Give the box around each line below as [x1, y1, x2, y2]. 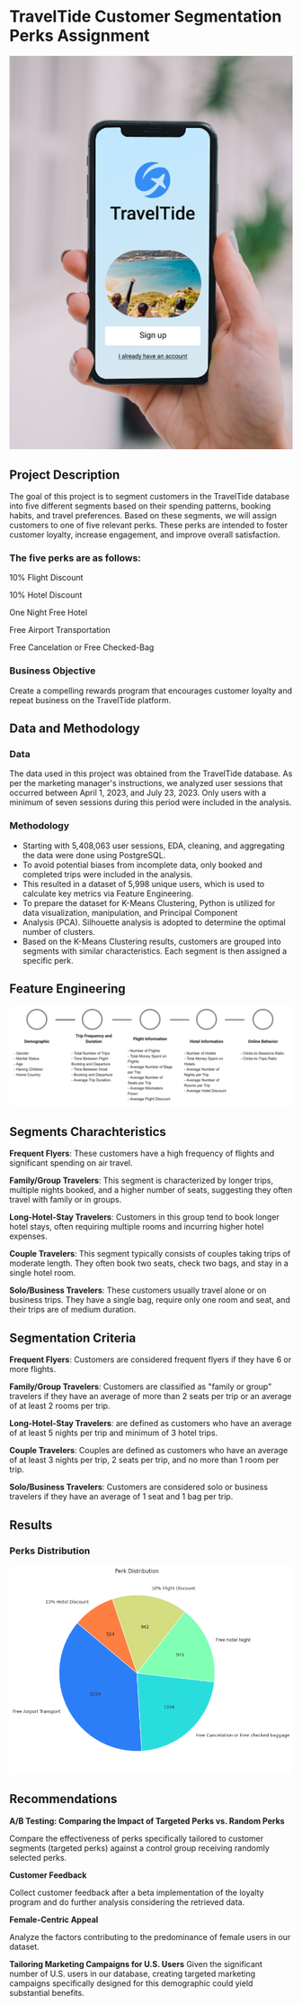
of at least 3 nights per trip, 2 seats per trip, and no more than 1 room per [9, 1454, 280, 1466]
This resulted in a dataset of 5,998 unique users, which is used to [22, 878, 265, 889]
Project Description [9, 467, 120, 482]
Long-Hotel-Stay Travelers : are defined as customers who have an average [9, 1418, 292, 1429]
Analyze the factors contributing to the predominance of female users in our [9, 1931, 291, 1942]
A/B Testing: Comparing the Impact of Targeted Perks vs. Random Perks [9, 1815, 285, 1826]
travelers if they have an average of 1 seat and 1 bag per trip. [9, 1491, 234, 1502]
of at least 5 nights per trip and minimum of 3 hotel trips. [9, 1427, 218, 1439]
